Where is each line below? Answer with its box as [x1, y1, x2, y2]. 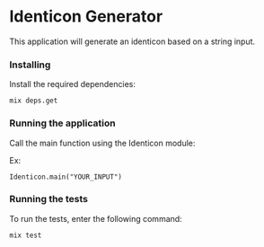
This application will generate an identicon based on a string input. [9, 36, 256, 47]
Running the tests [9, 193, 88, 206]
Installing [9, 58, 51, 71]
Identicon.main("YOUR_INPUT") [9, 172, 123, 181]
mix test [9, 231, 42, 240]
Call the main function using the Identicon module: [9, 137, 196, 148]
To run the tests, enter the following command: [9, 213, 182, 224]
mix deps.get [9, 96, 58, 105]
